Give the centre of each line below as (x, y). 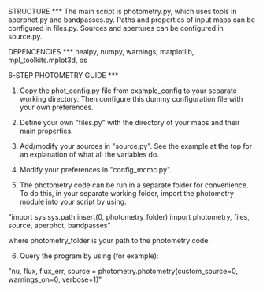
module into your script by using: (73, 201)
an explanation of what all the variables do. (89, 154)
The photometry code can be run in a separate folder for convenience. (134, 185)
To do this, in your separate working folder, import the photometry (127, 193)
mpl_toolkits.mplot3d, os (48, 60)
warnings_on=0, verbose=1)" (55, 279)
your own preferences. (56, 107)
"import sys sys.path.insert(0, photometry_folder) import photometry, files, (129, 217)
